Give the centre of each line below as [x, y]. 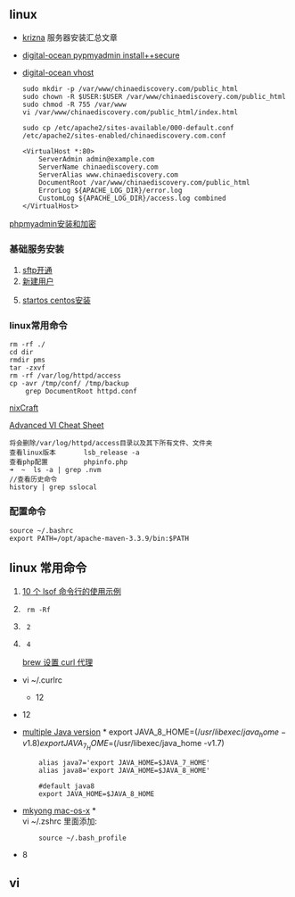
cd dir [21, 353]
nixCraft [24, 408]
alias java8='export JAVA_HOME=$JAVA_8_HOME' [125, 771]
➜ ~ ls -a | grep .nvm [55, 470]
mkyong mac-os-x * [59, 810]
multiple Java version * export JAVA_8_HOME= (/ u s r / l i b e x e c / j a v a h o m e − [154, 733]
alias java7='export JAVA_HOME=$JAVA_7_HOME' [125, 763]
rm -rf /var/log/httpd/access [66, 376]
